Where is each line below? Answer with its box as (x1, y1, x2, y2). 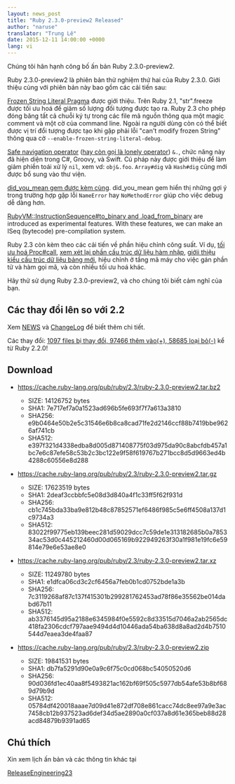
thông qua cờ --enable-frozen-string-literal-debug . (7, 134, 163, 142)
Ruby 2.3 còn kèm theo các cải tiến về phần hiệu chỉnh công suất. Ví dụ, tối (7, 241, 225, 249)
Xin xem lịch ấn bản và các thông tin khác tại (7, 755, 137, 764)
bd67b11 (27, 600, 52, 608)
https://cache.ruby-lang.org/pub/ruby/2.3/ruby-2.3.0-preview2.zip (17, 643, 209, 651)
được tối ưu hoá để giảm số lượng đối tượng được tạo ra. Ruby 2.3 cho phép (7, 104, 226, 112)
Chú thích (7, 737, 51, 749)
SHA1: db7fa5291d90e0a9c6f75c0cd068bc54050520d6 (27, 664, 192, 673)
